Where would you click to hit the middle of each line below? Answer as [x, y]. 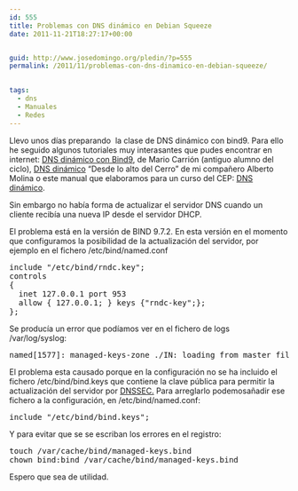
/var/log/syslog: [38, 337]
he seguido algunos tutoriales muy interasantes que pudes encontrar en [141, 150]
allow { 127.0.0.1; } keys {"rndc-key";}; [112, 302]
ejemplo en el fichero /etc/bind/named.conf [89, 250]
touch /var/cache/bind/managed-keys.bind [101, 451]
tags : [19, 91]
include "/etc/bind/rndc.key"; [77, 267]
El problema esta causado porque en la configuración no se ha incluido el [143, 372]
